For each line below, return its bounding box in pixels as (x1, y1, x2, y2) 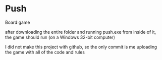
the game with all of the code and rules (5, 49, 85, 55)
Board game (5, 19, 30, 25)
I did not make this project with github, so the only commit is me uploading (5, 44, 157, 50)
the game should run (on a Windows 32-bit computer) (5, 34, 115, 40)
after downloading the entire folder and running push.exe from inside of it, (5, 29, 156, 35)
